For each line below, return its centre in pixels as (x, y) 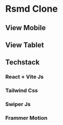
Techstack (23, 62)
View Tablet (25, 45)
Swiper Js (18, 104)
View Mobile (26, 28)
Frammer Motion (26, 118)
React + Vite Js (25, 77)
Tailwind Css (22, 91)
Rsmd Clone (31, 9)
